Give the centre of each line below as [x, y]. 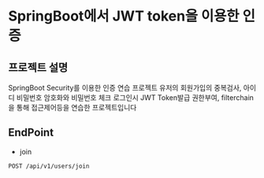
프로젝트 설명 [38, 67]
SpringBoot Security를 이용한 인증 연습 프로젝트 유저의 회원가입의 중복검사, [125, 88]
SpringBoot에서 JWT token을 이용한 [124, 16]
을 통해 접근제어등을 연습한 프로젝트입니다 [73, 108]
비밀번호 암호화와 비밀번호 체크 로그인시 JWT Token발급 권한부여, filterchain [135, 98]
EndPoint [31, 133]
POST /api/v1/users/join [49, 166]
